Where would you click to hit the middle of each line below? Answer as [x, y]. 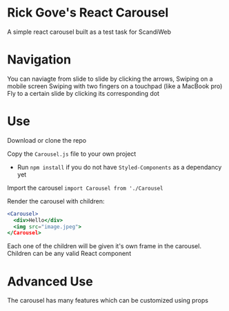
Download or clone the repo [47, 140]
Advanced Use [50, 281]
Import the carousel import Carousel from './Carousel [85, 188]
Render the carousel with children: [56, 201]
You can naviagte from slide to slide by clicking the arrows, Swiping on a [110, 79]
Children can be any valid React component [69, 254]
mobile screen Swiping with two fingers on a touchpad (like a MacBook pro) [115, 86]
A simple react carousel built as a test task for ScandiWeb [89, 32]
